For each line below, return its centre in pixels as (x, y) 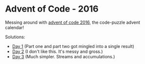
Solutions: (15, 37)
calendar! (15, 27)
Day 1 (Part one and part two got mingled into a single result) (73, 46)
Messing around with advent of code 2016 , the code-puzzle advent (73, 22)
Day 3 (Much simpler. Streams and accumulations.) (63, 56)
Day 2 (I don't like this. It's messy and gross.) (58, 51)
